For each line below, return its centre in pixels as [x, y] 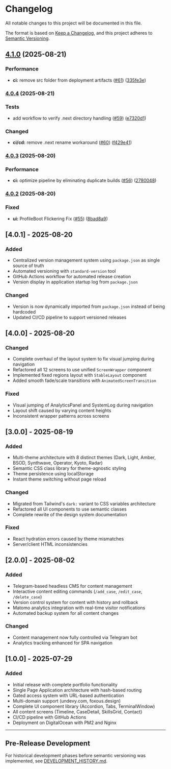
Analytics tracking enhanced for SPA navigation [63, 643]
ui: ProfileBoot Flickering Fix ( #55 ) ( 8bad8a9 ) [60, 219]
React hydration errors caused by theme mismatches [68, 539]
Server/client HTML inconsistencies [50, 544]
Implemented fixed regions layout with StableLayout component [79, 375]
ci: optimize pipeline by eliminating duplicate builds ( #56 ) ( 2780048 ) [84, 181]
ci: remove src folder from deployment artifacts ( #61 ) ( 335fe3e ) [79, 80]
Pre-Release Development [48, 743]
